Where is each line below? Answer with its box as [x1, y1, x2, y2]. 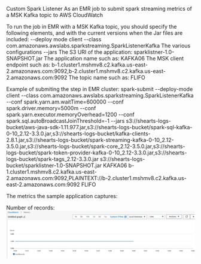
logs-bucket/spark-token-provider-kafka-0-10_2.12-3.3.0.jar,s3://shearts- [6, 149, 187, 156]
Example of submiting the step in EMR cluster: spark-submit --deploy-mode [6, 86, 193, 92]
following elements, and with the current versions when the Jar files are [6, 29, 183, 37]
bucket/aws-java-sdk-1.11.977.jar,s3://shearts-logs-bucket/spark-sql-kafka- [6, 124, 193, 131]
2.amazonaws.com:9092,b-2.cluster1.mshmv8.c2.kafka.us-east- [6, 68, 166, 74]
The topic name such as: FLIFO [68, 74, 145, 81]
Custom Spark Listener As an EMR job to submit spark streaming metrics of [6, 5, 193, 12]
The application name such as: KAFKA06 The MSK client [44, 55, 184, 62]
